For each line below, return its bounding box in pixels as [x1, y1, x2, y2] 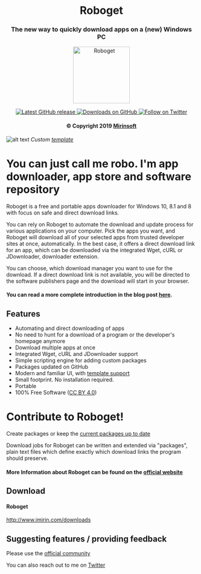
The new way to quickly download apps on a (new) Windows [11, 25, 192, 34]
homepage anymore [14, 338, 65, 345]
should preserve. [6, 454, 48, 462]
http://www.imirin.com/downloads [6, 516, 91, 523]
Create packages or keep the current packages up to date [6, 430, 151, 437]
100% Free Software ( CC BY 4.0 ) [14, 389, 97, 396]
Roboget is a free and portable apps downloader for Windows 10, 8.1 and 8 [6, 202, 192, 210]
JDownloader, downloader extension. [6, 253, 100, 260]
